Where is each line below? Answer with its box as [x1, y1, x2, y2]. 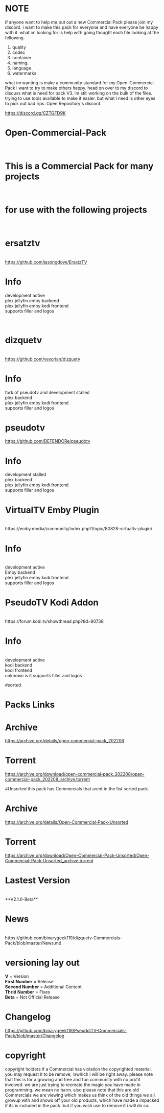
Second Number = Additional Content [5, 984, 82, 990]
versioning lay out [5, 957, 80, 969]
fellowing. [5, 35, 25, 41]
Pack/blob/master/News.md [5, 940, 62, 946]
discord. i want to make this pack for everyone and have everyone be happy [5, 24, 159, 30]
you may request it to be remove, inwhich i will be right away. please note [5, 1071, 153, 1077]
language [12, 65, 31, 71]
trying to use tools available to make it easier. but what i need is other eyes [5, 95, 156, 101]
